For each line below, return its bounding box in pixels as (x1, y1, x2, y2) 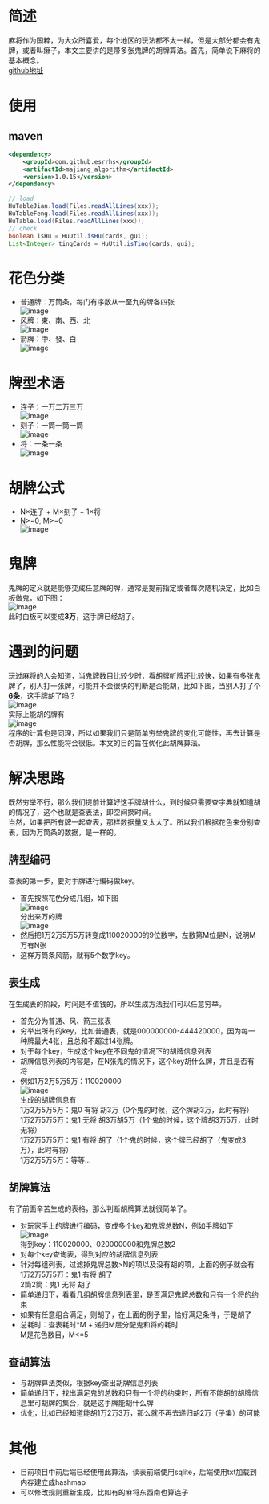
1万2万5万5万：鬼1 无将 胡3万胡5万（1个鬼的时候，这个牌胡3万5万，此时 (19, 1115, 259, 1124)
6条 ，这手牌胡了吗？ (8, 691, 77, 701)
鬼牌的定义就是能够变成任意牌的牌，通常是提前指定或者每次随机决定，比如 (8, 583, 254, 593)
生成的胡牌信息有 (19, 1094, 77, 1104)
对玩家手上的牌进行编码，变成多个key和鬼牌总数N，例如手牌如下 (19, 1221, 234, 1230)
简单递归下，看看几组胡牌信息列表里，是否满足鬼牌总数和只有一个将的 (19, 1290, 252, 1299)
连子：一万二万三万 (19, 402, 84, 412)
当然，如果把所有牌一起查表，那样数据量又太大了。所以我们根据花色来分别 (8, 817, 254, 827)
